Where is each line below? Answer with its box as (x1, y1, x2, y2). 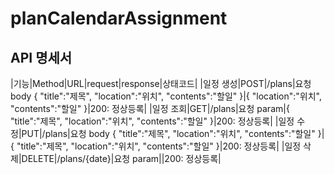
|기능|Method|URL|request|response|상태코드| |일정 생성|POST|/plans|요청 (10, 78, 312, 89)
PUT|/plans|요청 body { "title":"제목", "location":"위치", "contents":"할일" (21, 128, 316, 139)
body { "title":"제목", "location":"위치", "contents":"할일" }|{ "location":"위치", (10, 90, 322, 102)
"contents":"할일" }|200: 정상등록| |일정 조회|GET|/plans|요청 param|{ (10, 103, 290, 114)
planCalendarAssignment (10, 7, 228, 30)
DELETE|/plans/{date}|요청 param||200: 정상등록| (21, 153, 222, 164)
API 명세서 (10, 49, 73, 66)
